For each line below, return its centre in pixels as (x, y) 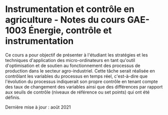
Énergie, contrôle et (70, 30)
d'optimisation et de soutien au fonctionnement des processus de (73, 65)
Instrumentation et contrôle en (70, 9)
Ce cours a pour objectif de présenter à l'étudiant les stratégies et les (77, 55)
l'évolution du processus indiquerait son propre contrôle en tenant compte (82, 81)
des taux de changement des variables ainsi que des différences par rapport (84, 86)
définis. (13, 97)
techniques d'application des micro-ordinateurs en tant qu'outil (70, 60)
